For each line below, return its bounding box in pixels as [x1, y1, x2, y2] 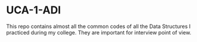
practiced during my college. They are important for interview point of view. [6, 29, 192, 36]
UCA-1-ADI [6, 3, 61, 17]
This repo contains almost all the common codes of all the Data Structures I [6, 23, 191, 30]
